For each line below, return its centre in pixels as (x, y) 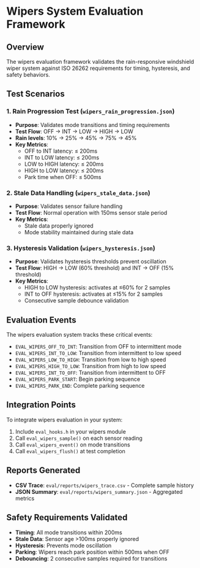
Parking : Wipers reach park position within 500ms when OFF (92, 552)
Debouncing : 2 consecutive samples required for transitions (91, 558)
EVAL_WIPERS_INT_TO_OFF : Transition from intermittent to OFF (91, 373)
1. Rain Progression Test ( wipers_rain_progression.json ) (91, 112)
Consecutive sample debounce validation (76, 301)
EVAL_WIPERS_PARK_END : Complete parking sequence (80, 386)
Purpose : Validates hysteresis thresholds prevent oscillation (91, 261)
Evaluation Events (41, 320)
